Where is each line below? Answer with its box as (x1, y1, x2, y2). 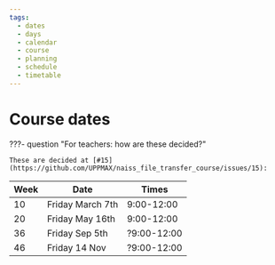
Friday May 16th (47, 213, 115, 225)
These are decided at (9, 156, 90, 165)
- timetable (17, 71, 62, 80)
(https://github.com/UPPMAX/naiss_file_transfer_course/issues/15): (9, 164, 268, 173)
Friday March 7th (47, 197, 119, 210)
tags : (9, 12, 29, 22)
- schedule (17, 63, 58, 72)
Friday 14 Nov (47, 241, 106, 253)
